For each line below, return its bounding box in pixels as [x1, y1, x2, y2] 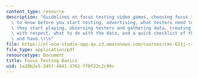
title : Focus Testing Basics [6, 57, 78, 63]
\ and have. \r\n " [11, 36, 54, 42]
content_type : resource [6, 8, 65, 15]
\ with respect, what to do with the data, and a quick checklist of [11, 30, 186, 36]
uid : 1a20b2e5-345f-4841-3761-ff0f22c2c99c [6, 63, 115, 69]
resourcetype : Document [6, 52, 65, 58]
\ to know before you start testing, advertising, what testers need [11, 19, 186, 25]
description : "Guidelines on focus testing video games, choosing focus [6, 14, 189, 20]
